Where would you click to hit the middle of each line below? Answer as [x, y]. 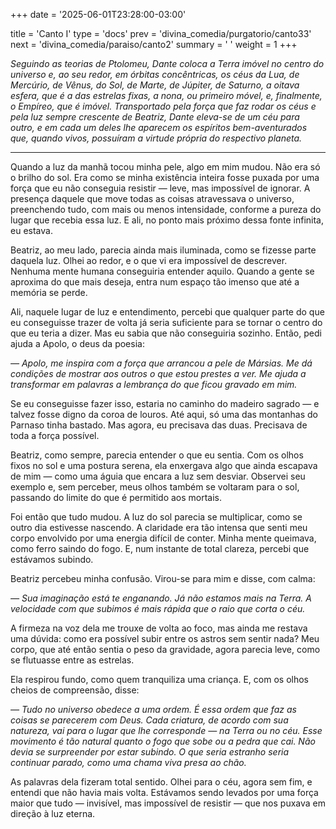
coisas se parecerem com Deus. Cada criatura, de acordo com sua [149, 720]
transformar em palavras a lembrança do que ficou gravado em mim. [154, 384]
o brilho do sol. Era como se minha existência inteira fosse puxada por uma [165, 177]
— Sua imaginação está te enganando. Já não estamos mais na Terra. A [161, 598]
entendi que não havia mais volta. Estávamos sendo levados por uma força [164, 792]
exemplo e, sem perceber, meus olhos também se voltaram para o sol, [155, 487]
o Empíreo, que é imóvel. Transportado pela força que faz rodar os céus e [163, 106]
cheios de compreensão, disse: [75, 690]
